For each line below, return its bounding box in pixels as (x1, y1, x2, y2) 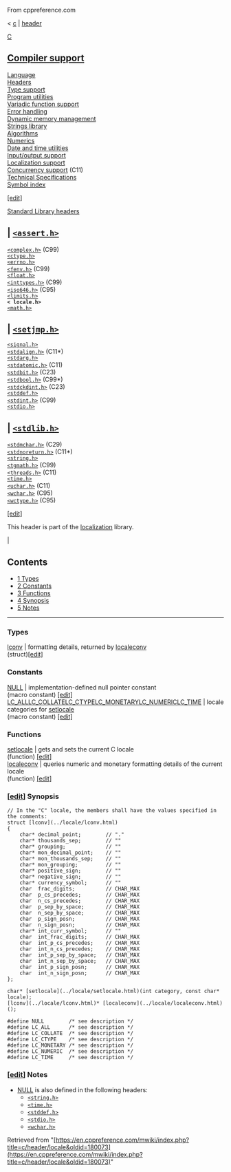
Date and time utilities (7, 144, 69, 152)
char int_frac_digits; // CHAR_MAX (19, 934, 140, 941)
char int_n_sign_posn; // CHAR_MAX (19, 970, 140, 977)
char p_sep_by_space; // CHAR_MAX (19, 904, 140, 910)
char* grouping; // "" (19, 843, 122, 851)
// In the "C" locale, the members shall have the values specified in (7, 807, 217, 814)
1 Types (16, 575, 39, 583)
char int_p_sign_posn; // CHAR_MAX (19, 963, 140, 971)
